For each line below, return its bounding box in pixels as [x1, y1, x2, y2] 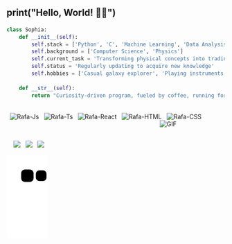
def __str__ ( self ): [19, 85, 75, 91]
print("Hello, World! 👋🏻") [6, 7, 116, 19]
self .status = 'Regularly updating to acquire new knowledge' [31, 63, 215, 70]
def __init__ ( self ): [19, 33, 78, 40]
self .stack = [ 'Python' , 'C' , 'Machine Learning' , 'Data [31, 41, 199, 48]
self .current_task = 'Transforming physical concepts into [31, 55, 206, 62]
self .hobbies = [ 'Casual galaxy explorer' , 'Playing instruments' [31, 70, 227, 77]
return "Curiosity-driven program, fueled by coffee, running [31, 91, 215, 99]
